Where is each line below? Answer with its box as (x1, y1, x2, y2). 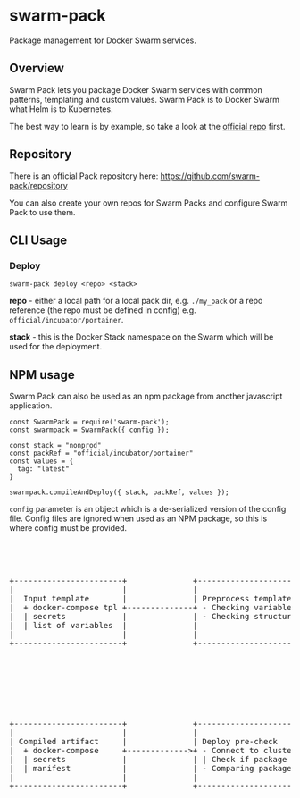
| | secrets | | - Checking (9, 611, 250, 622)
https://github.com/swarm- (160, 171, 261, 181)
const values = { (9, 457, 74, 466)
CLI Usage (9, 232, 68, 248)
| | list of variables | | (9, 620, 198, 631)
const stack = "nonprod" (9, 441, 102, 450)
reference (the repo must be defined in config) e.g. (9, 305, 196, 315)
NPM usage (9, 367, 75, 382)
